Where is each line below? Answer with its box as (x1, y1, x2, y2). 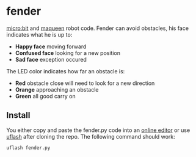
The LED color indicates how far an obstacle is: (6, 67, 125, 75)
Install (6, 110, 31, 120)
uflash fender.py (6, 145, 51, 151)
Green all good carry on (15, 92, 76, 100)
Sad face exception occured (15, 56, 87, 63)
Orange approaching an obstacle (15, 86, 99, 93)
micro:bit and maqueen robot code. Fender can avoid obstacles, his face (6, 24, 189, 32)
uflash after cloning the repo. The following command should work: (6, 133, 175, 140)
